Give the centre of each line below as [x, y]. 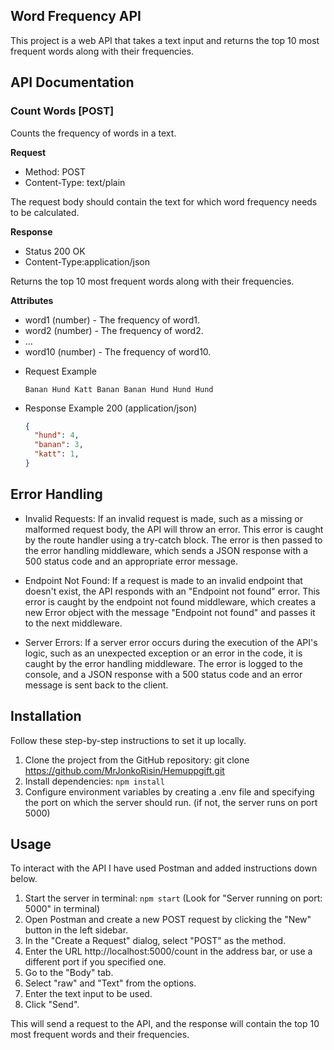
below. [24, 879]
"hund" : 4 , [57, 435]
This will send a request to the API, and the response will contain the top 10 [165, 1024]
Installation [46, 716]
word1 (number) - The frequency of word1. [112, 320]
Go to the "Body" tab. [69, 973]
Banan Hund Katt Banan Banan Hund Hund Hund [119, 389]
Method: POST [55, 171]
